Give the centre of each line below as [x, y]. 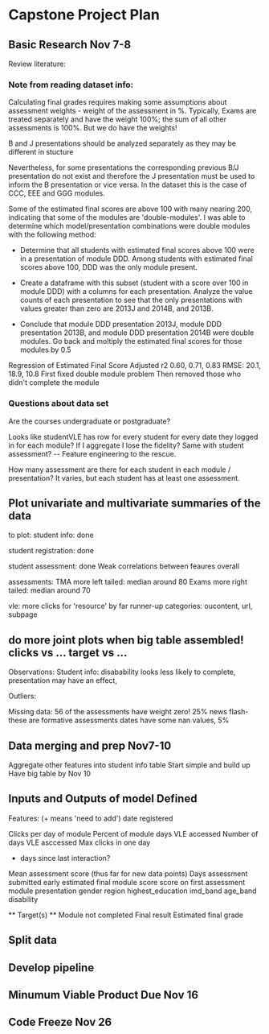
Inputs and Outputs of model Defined [103, 799]
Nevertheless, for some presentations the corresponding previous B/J [124, 168]
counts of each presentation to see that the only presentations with [131, 300]
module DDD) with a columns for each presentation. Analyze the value [136, 292]
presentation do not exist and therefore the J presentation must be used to [132, 176]
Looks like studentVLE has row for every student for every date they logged [133, 436]
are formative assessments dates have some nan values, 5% [129, 720]
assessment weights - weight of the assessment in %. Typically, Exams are [132, 111]
